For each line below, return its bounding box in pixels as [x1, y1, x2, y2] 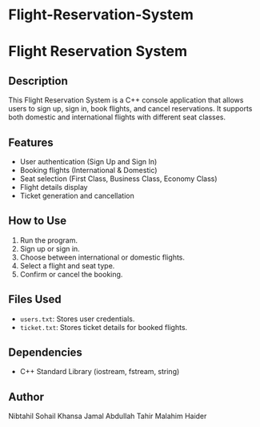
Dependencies [8, 346, 82, 360]
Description [8, 74, 68, 87]
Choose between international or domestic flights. [19, 252, 186, 262]
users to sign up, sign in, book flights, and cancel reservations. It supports [8, 104, 253, 114]
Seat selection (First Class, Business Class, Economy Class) [19, 174, 218, 183]
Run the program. [19, 235, 78, 245]
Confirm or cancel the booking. [19, 269, 123, 279]
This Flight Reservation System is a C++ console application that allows [8, 95, 244, 105]
